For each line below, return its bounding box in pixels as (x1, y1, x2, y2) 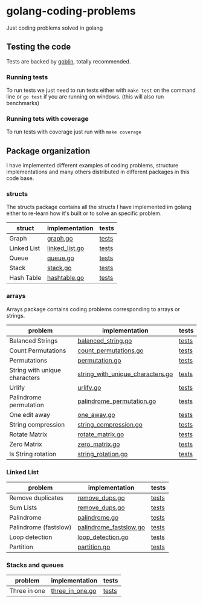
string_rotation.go (77, 450, 128, 458)
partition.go (77, 543, 111, 551)
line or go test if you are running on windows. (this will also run (6, 93, 164, 100)
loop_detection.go (77, 533, 129, 541)
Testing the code (6, 42, 71, 52)
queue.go (47, 254, 74, 262)
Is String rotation (9, 450, 56, 458)
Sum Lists (9, 503, 37, 512)
